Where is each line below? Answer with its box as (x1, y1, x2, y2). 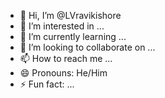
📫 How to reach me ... (19, 53, 113, 64)
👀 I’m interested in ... (19, 20, 105, 32)
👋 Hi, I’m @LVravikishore (19, 10, 122, 21)
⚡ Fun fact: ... (19, 78, 75, 90)
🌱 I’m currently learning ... (19, 31, 127, 42)
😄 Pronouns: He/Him (19, 67, 108, 79)
